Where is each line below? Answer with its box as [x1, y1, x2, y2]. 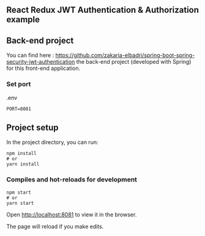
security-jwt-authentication [6, 58, 75, 66]
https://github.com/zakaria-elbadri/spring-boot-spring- [55, 51, 195, 59]
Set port [6, 80, 31, 88]
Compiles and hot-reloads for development [6, 175, 138, 184]
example [6, 15, 40, 25]
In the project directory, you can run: [6, 139, 99, 146]
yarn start [6, 200, 34, 206]
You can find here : [6, 51, 54, 59]
